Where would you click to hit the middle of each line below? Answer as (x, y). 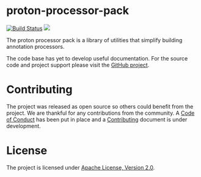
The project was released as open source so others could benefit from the (100, 106)
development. (24, 126)
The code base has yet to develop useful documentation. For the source (97, 58)
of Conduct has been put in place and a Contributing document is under (97, 119)
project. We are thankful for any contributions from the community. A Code (100, 113)
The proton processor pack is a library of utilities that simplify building (94, 40)
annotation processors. (35, 46)
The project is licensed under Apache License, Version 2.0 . (81, 167)
